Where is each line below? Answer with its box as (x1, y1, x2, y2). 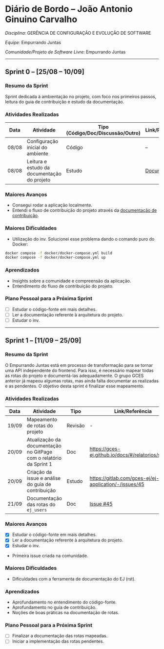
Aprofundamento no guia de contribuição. (12, 604, 97, 610)
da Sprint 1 (26, 461, 52, 468)
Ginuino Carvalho (5, 14, 78, 25)
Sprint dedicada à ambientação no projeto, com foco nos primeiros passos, (5, 93, 157, 99)
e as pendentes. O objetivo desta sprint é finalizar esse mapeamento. (5, 383, 145, 389)
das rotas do (26, 501, 56, 508)
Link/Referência (114, 408, 152, 415)
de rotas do (26, 422, 53, 429)
